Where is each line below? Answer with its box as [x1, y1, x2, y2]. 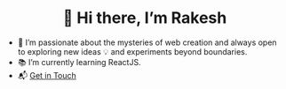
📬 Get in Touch [17, 70, 77, 80]
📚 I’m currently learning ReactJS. [17, 56, 141, 67]
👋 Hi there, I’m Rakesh [62, 8, 227, 28]
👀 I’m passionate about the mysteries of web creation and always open [17, 37, 277, 48]
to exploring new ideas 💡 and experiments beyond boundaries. [17, 46, 248, 56]
